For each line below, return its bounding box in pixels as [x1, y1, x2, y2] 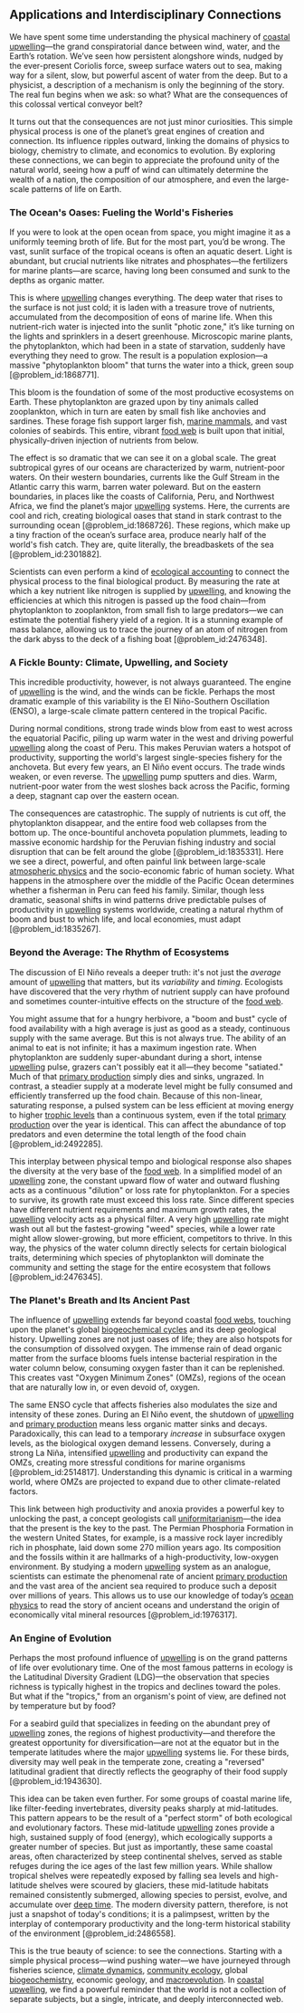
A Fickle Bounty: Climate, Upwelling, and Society [9, 657, 229, 669]
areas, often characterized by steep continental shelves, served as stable [9, 1851, 283, 1862]
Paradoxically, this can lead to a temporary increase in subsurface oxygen [9, 1428, 286, 1439]
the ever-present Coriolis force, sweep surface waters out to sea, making [9, 60, 282, 71]
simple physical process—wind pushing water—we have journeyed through [9, 1955, 291, 1966]
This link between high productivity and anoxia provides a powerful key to [9, 1503, 285, 1514]
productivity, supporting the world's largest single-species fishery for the [9, 752, 282, 763]
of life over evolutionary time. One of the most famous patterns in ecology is [9, 1662, 294, 1673]
